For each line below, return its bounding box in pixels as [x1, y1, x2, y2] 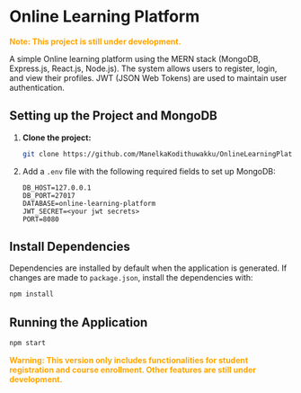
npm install [9, 290, 54, 299]
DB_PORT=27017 [22, 191, 75, 200]
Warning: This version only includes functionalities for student [9, 355, 249, 365]
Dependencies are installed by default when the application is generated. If [9, 263, 288, 273]
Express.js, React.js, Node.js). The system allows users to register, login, [9, 63, 278, 74]
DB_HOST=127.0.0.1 [22, 183, 92, 192]
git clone [22, 149, 60, 158]
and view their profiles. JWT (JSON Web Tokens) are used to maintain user [9, 72, 288, 83]
